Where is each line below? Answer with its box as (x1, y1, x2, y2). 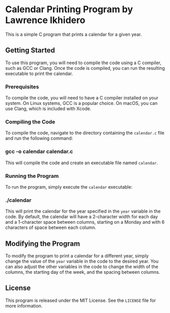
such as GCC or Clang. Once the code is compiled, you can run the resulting (5, 65, 165, 71)
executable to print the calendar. (5, 70, 73, 76)
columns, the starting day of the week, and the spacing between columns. (5, 269, 160, 275)
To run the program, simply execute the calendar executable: (5, 184, 133, 190)
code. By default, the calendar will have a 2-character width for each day (5, 214, 158, 220)
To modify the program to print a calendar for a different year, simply (5, 253, 149, 259)
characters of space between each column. (5, 224, 96, 230)
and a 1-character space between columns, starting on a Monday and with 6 (5, 219, 165, 225)
